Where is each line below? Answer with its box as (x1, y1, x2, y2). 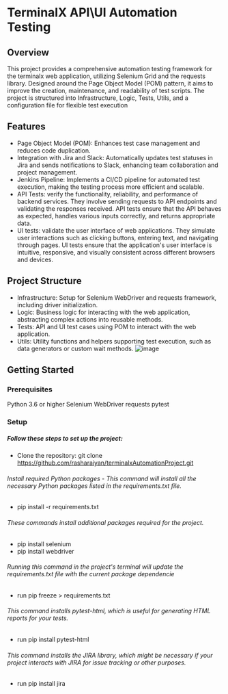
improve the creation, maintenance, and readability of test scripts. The (7, 87, 205, 94)
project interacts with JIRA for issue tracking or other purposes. (7, 658, 186, 667)
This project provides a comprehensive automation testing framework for (7, 65, 213, 73)
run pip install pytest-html (16, 635, 89, 644)
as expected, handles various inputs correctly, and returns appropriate (16, 211, 216, 220)
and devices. (16, 255, 53, 264)
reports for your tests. (7, 614, 69, 622)
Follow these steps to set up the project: (7, 434, 123, 442)
